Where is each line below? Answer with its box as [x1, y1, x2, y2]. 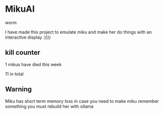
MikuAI [5, 3, 35, 15]
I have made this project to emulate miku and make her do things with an [5, 29, 152, 35]
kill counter [5, 48, 41, 57]
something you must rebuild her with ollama [5, 103, 94, 109]
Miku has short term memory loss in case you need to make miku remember [5, 98, 159, 104]
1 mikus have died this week [5, 61, 62, 67]
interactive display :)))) [5, 34, 51, 40]
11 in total [5, 71, 24, 77]
